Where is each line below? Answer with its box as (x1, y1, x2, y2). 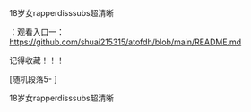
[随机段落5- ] (9, 74, 57, 84)
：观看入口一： (9, 27, 65, 37)
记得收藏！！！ (9, 55, 65, 65)
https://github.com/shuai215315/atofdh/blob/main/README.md (9, 36, 242, 47)
